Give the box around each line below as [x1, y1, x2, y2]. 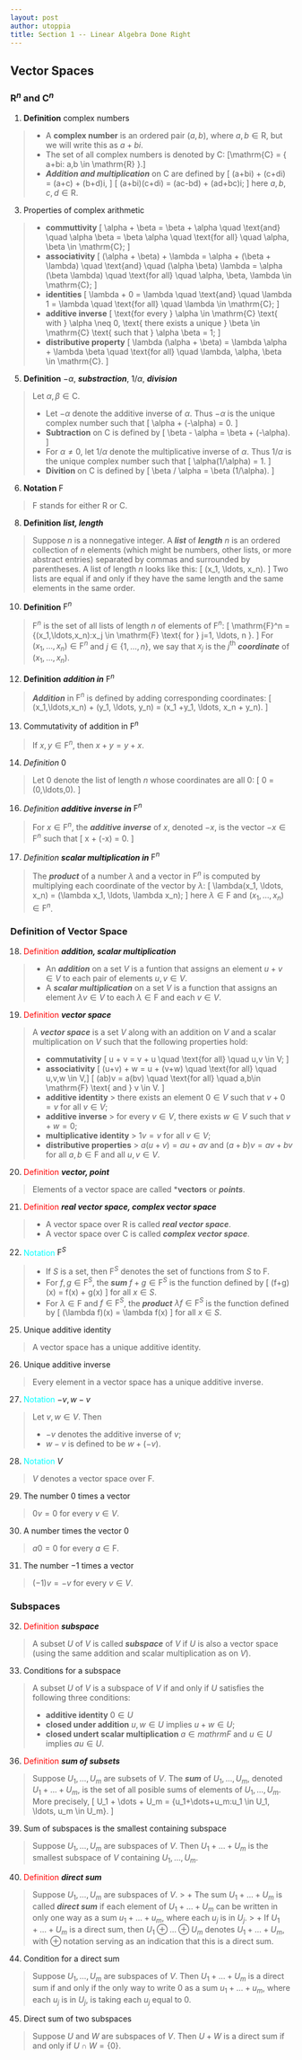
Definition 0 [22, 756, 66, 768]
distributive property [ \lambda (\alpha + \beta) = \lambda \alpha [45, 336, 288, 347]
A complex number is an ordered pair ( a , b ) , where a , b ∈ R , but [45, 129, 283, 140]
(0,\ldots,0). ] [31, 783, 82, 795]
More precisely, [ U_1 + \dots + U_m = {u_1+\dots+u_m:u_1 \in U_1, [31, 1796, 271, 1807]
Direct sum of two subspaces [22, 2013, 133, 2024]
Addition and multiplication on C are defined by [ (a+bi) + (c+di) [45, 168, 286, 179]
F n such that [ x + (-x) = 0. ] [31, 832, 134, 844]
